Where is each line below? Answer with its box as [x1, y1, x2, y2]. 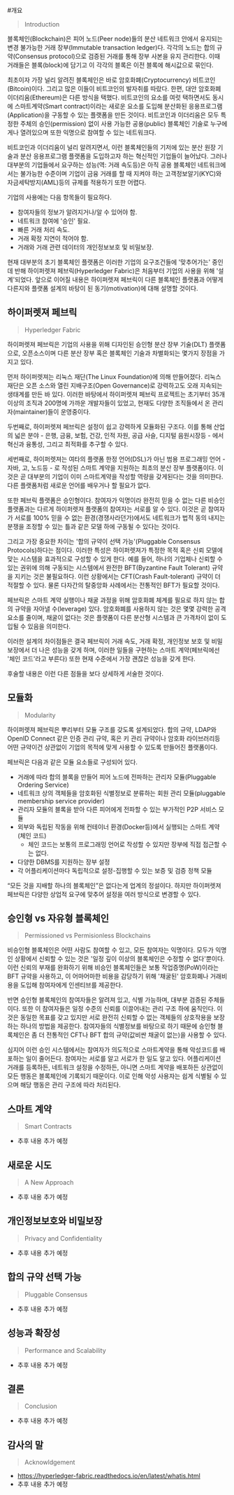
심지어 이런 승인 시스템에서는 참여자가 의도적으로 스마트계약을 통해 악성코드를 [7, 1046, 219, 1054]
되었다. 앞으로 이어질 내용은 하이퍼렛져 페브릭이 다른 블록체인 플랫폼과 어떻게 [15, 275, 224, 284]
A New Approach [24, 1178, 74, 1187]
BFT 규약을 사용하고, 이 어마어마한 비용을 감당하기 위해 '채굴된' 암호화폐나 [7, 972, 209, 981]
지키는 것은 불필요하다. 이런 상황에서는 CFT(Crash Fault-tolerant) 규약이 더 [14, 572, 221, 580]
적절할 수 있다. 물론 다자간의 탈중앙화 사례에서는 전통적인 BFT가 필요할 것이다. [7, 581, 220, 589]
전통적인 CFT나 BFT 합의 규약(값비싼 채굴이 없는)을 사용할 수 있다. [46, 1031, 227, 1039]
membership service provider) [17, 797, 105, 805]
